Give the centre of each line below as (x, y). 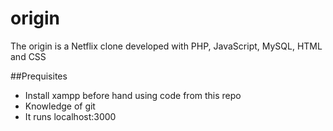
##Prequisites (39, 76)
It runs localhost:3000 (70, 116)
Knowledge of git (60, 106)
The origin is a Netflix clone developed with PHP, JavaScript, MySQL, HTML (166, 46)
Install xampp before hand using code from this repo (133, 95)
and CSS (28, 56)
